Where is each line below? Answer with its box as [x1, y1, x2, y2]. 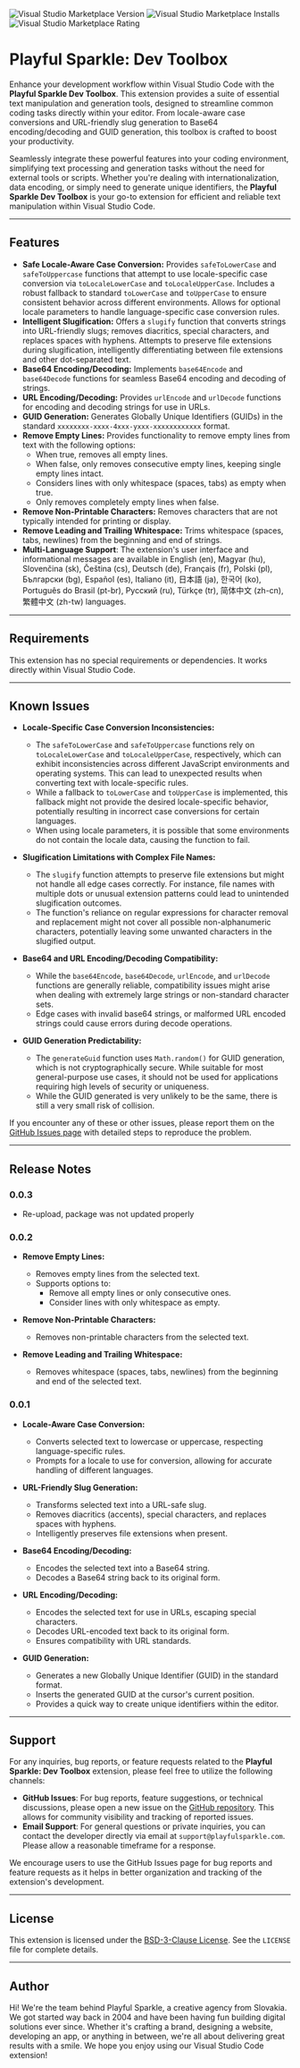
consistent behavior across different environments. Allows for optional [21, 296, 281, 308]
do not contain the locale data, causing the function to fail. [35, 835, 251, 846]
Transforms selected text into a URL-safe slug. [35, 1499, 207, 1510]
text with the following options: [21, 439, 136, 450]
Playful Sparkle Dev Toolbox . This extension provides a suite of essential [9, 88, 279, 98]
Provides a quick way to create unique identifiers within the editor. [35, 1698, 279, 1709]
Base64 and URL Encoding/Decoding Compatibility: [21, 953, 219, 964]
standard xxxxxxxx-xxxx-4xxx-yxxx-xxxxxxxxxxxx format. [21, 421, 230, 431]
